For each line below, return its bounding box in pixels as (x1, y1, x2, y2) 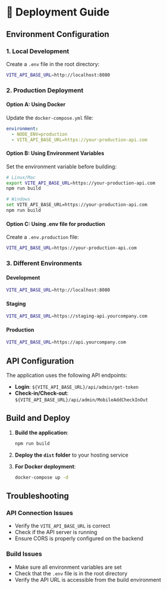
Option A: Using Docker (6, 101, 66, 108)
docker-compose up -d (14, 474, 68, 480)
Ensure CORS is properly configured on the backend (14, 535, 144, 542)
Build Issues (6, 550, 43, 558)
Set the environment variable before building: (6, 163, 117, 170)
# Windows (6, 196, 31, 202)
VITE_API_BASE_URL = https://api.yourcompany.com (6, 339, 127, 345)
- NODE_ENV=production (11, 131, 68, 137)
